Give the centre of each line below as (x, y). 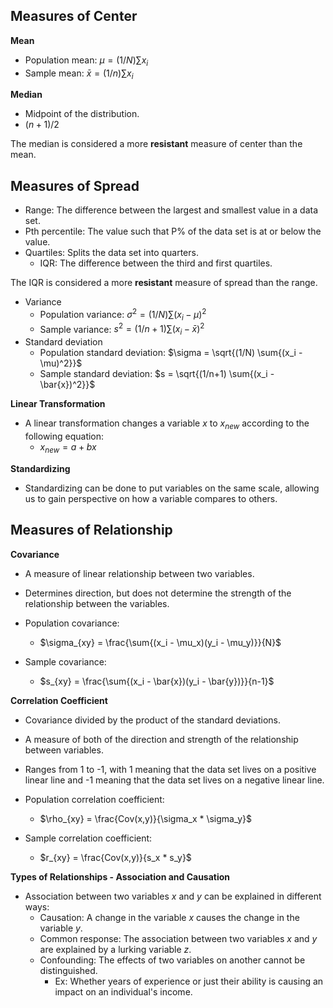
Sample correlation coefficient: (88, 838)
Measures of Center (74, 16)
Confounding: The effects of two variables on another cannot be (172, 960)
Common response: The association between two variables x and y (178, 938)
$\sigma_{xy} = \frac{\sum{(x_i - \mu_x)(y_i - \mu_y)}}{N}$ (160, 642)
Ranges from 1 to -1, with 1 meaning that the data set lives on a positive (170, 769)
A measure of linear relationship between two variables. (139, 573)
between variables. (64, 750)
